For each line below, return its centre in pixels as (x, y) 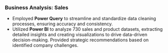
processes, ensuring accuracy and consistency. (63, 24)
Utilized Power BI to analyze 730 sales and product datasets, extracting (87, 29)
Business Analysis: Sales (37, 8)
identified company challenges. (45, 45)
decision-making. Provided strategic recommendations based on (80, 40)
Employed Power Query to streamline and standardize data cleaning (84, 19)
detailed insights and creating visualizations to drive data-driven (80, 35)
